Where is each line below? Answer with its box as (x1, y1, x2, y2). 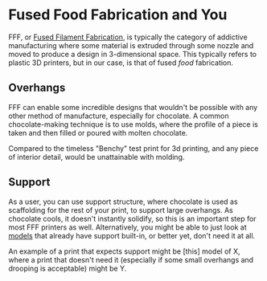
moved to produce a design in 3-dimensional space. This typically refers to (8, 49, 257, 59)
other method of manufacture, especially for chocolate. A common (8, 111, 229, 120)
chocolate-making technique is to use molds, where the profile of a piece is (8, 119, 259, 129)
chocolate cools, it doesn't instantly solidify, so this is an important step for (8, 214, 257, 223)
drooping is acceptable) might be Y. (8, 263, 127, 273)
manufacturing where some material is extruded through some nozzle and (8, 40, 254, 50)
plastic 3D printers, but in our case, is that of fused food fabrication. (8, 58, 234, 67)
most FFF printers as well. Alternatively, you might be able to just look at (8, 222, 247, 232)
